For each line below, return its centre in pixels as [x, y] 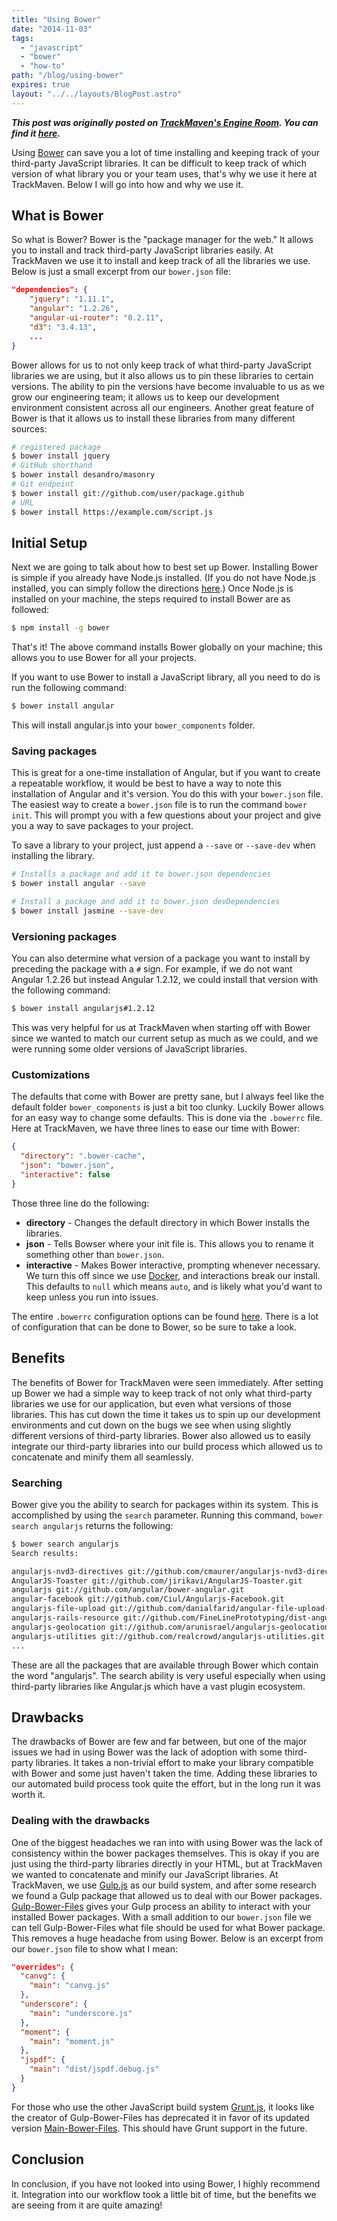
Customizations [51, 1075]
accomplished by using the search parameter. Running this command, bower [167, 1515]
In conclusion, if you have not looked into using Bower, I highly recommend [166, 2183]
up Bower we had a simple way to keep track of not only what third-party [162, 1393]
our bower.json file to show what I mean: [95, 1948]
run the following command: [69, 688]
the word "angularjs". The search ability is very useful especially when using [168, 1675]
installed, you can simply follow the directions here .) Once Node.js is [152, 588]
